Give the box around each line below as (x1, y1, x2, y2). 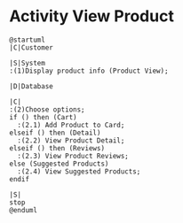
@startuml (9, 35, 46, 44)
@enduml (9, 205, 38, 214)
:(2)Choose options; (9, 104, 86, 114)
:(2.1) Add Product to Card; (17, 120, 125, 129)
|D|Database (9, 81, 53, 90)
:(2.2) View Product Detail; (17, 135, 125, 145)
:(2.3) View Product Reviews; (17, 151, 129, 160)
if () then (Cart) (9, 112, 77, 121)
